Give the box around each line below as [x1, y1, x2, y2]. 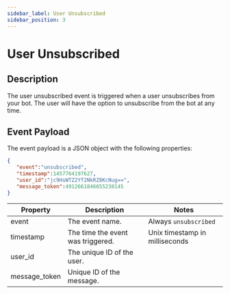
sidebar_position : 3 [7, 16, 66, 23]
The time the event [67, 227, 128, 237]
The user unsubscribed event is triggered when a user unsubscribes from [7, 91, 216, 100]
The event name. [67, 216, 122, 226]
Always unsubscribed [148, 216, 216, 226]
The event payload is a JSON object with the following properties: [7, 144, 193, 152]
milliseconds [148, 236, 189, 246]
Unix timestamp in [148, 227, 207, 237]
